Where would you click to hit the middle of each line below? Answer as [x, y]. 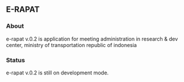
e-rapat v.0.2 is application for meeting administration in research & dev [92, 39]
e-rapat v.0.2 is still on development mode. [57, 73]
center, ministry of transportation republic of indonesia [71, 45]
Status [15, 60]
